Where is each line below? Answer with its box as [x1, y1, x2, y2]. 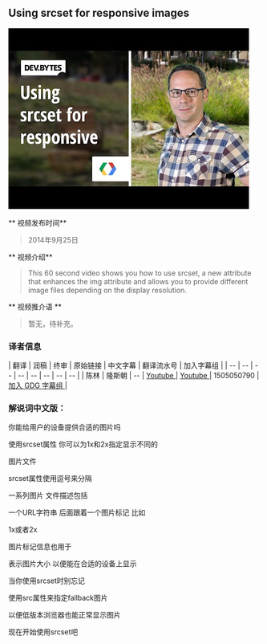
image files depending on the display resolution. [27, 285, 187, 295]
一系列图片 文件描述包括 [8, 491, 88, 500]
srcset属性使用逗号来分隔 [8, 474, 92, 483]
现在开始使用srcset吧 [8, 627, 79, 637]
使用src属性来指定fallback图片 [8, 593, 108, 603]
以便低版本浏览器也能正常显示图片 [8, 610, 121, 620]
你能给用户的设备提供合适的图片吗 [8, 422, 121, 432]
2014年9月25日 [27, 234, 79, 244]
